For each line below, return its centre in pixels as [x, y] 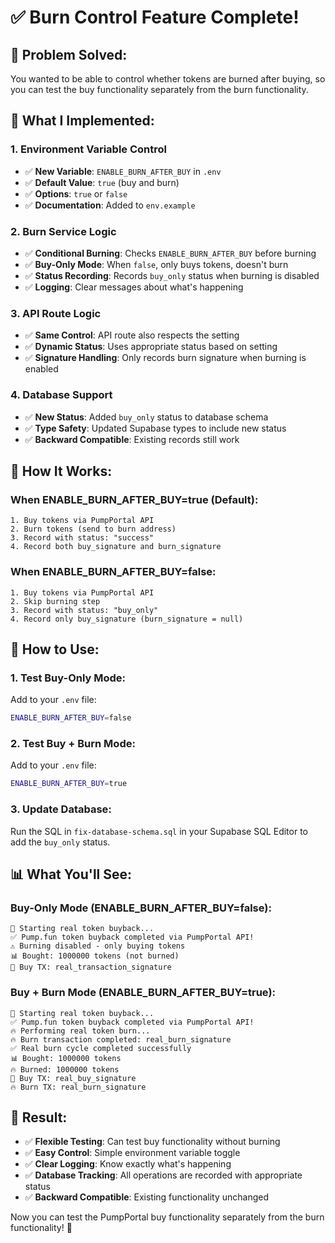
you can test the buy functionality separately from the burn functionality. [159, 89]
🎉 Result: [39, 1117]
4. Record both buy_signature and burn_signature [116, 547]
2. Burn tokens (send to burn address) [93, 529]
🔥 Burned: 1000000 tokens [65, 1069]
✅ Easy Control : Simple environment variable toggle [132, 1153]
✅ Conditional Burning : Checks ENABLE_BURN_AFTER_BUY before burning [170, 253]
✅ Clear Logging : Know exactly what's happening [128, 1164]
